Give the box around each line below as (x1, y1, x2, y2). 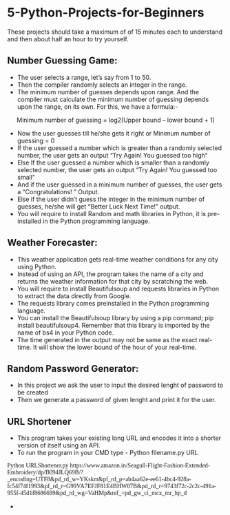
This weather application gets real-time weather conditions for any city (17, 255, 219, 263)
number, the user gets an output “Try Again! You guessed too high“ (17, 151, 208, 159)
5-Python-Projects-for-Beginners (7, 5, 205, 21)
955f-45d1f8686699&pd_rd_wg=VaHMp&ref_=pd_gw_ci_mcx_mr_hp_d (7, 490, 187, 497)
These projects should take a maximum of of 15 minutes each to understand (7, 28, 222, 36)
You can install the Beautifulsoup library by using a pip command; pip (17, 313, 214, 322)
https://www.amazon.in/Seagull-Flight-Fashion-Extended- (70, 462, 210, 470)
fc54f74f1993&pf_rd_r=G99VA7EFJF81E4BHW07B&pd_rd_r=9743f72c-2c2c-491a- (7, 483, 217, 490)
